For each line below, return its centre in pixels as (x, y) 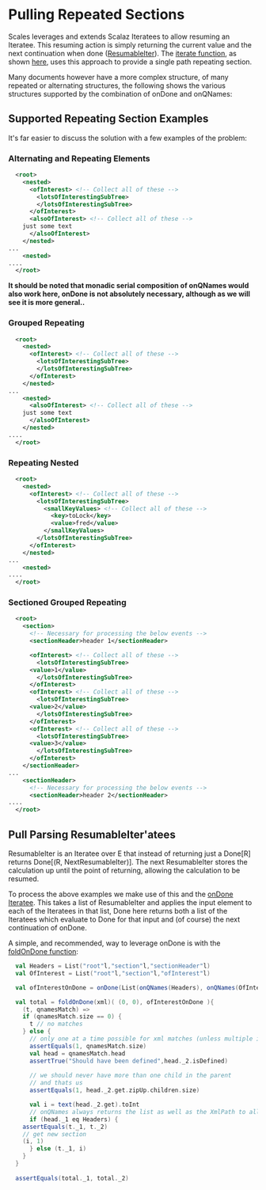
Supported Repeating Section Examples (108, 119)
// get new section (55, 1134)
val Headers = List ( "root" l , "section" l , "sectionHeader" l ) (113, 966)
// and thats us (56, 1083)
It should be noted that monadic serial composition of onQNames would (129, 286)
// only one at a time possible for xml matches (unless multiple (141, 1039)
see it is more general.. (47, 302)
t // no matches (56, 1024)
